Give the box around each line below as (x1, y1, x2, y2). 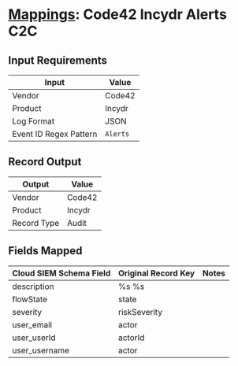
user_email (12, 319, 53, 330)
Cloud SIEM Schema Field (12, 268, 111, 279)
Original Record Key (117, 268, 195, 279)
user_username (12, 345, 69, 356)
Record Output (8, 155, 82, 168)
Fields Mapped (8, 244, 83, 257)
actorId (117, 332, 145, 343)
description (12, 281, 54, 292)
